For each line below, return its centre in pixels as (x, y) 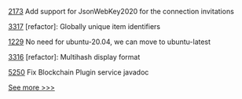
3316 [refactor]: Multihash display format (74, 57)
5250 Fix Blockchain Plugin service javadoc (79, 72)
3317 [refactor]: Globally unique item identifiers (84, 26)
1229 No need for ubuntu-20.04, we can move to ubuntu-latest (109, 42)
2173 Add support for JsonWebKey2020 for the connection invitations (121, 11)
